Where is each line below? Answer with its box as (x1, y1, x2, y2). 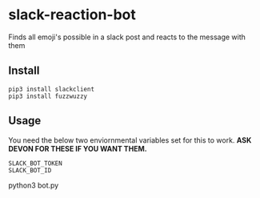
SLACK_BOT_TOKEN (8, 159, 62, 168)
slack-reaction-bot (8, 6, 136, 24)
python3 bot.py (8, 180, 59, 190)
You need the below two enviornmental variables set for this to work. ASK (8, 135, 252, 145)
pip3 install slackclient (8, 85, 94, 93)
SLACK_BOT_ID (8, 166, 52, 174)
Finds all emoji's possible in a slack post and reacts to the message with (8, 32, 246, 42)
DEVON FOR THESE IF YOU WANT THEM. (8, 143, 147, 153)
